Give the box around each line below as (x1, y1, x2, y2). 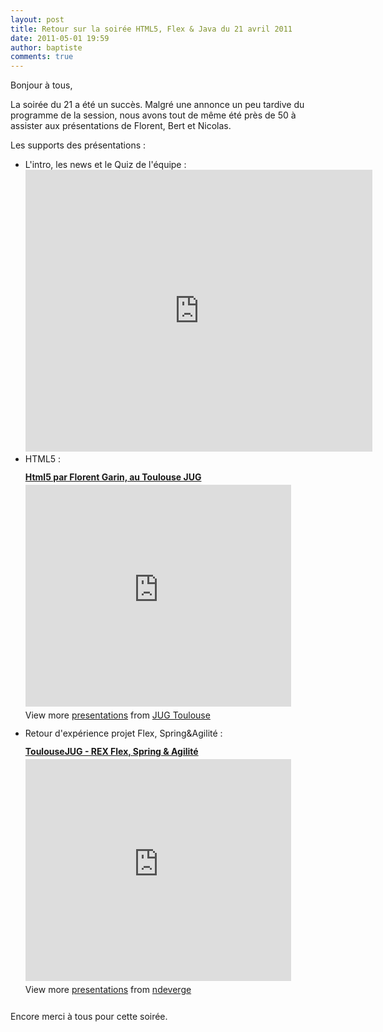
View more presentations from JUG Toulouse (24, 709, 211, 721)
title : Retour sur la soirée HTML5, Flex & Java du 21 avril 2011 (10, 24, 293, 34)
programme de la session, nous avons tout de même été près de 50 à (10, 109, 297, 121)
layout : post (10, 14, 65, 25)
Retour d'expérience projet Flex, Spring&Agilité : (24, 727, 223, 740)
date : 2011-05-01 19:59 (10, 33, 110, 43)
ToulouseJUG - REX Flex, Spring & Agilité (24, 746, 199, 758)
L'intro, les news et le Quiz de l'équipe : (24, 159, 187, 171)
